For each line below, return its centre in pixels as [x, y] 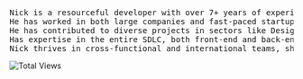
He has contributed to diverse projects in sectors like [138, 31]
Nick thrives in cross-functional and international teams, [145, 48]
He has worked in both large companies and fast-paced [133, 22]
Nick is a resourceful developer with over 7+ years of [135, 13]
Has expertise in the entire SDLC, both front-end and [133, 39]
